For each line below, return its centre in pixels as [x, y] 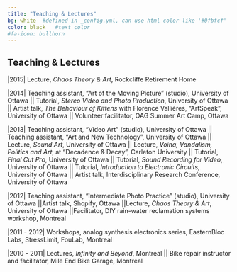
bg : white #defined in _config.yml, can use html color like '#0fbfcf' [117, 21]
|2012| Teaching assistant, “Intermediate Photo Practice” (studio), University [118, 196]
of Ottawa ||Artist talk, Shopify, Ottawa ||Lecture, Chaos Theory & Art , [110, 203]
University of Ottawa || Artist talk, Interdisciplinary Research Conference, [114, 175]
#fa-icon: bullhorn [36, 34]
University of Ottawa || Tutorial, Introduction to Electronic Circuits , [104, 167]
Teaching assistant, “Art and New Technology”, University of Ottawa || [110, 137]
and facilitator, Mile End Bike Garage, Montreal [75, 261]
